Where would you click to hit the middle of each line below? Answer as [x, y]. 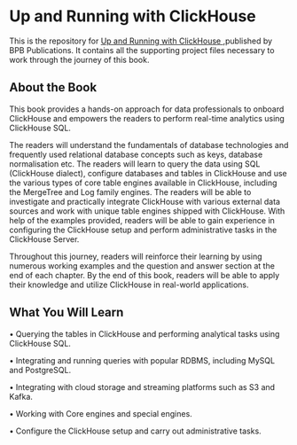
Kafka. [21, 396]
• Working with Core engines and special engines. [101, 413]
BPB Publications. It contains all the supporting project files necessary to [142, 50]
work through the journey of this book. [79, 59]
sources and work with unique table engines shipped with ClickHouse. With [147, 211]
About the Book [53, 87]
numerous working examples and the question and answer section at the [142, 265]
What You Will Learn [66, 312]
